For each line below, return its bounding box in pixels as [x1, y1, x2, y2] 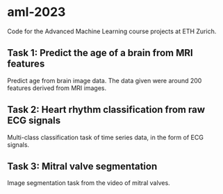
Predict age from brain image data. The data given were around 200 [7, 76, 202, 85]
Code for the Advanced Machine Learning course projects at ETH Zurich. [7, 27, 217, 35]
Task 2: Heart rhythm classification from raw [7, 104, 206, 116]
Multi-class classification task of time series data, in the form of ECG [7, 133, 204, 141]
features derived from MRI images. [7, 84, 106, 92]
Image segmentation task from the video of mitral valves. [7, 179, 170, 187]
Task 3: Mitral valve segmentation [7, 160, 158, 172]
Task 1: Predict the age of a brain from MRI [7, 47, 193, 59]
